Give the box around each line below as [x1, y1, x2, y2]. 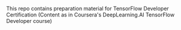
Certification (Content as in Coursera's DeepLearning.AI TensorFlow [6, 11, 175, 18]
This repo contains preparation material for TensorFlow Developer [6, 5, 169, 12]
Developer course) [6, 18, 52, 24]
